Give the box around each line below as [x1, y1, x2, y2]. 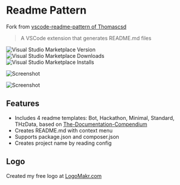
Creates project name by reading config [14, 139, 112, 147]
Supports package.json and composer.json [14, 133, 119, 140]
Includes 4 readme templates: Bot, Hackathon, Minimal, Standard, [14, 114, 175, 121]
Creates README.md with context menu [14, 126, 113, 134]
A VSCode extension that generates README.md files [20, 34, 152, 41]
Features [6, 99, 40, 109]
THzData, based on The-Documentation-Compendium [14, 121, 148, 128]
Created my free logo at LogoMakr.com [6, 172, 102, 179]
